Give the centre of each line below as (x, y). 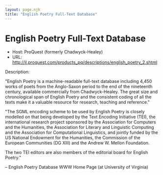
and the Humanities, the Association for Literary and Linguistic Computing (80, 127)
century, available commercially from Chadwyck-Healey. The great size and (81, 92)
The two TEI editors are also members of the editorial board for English (77, 152)
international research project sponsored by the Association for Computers (81, 122)
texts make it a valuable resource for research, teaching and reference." (78, 102)
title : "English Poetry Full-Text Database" (51, 14)
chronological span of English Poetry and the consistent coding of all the (78, 97)
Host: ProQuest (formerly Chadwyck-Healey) (58, 52)
